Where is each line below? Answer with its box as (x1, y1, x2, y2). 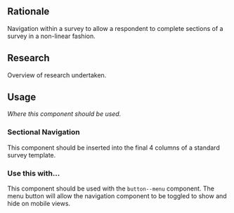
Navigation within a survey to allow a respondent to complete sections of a (7, 24, 223, 32)
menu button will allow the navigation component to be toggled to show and (7, 192, 227, 200)
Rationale (7, 6, 50, 18)
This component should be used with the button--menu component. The (7, 184, 214, 193)
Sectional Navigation (7, 127, 80, 137)
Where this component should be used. (7, 110, 122, 118)
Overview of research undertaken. (7, 70, 107, 79)
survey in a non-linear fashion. (7, 32, 96, 40)
